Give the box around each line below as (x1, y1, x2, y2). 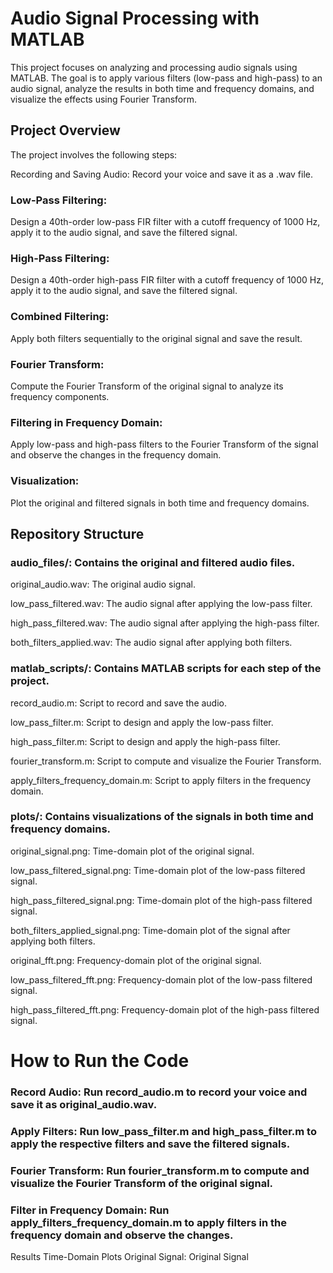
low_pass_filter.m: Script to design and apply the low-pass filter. (10, 716, 274, 728)
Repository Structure (10, 525, 145, 542)
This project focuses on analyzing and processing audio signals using (10, 61, 298, 73)
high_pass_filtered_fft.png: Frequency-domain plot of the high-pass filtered (10, 1003, 320, 1016)
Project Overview (10, 122, 121, 139)
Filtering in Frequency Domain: (10, 415, 163, 429)
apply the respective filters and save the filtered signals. (10, 1137, 291, 1151)
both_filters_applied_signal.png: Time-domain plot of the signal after (10, 924, 291, 936)
